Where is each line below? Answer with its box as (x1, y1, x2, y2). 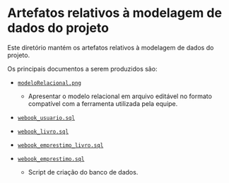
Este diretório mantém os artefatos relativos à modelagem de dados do (7, 43, 214, 52)
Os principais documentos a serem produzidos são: (7, 64, 158, 73)
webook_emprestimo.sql (17, 155, 85, 163)
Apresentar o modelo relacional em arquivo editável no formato (28, 92, 212, 100)
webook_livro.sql (17, 128, 69, 135)
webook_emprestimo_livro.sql (17, 141, 104, 149)
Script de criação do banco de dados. (28, 167, 139, 176)
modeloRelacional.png (17, 79, 81, 86)
